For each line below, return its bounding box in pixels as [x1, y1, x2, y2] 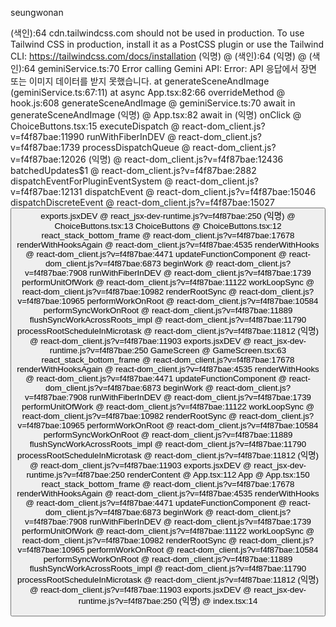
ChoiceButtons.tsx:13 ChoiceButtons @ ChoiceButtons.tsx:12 [54, 221, 282, 231]
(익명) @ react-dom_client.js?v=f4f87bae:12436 [88, 153, 284, 165]
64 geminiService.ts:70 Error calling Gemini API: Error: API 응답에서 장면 [24, 63, 317, 74]
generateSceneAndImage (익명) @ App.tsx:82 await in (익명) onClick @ [10, 109, 302, 121]
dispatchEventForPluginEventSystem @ [10, 175, 173, 187]
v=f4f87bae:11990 [10, 131, 85, 142]
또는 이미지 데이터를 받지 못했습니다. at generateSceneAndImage [10, 75, 270, 87]
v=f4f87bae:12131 [10, 186, 83, 197]
